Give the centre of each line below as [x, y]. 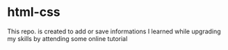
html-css [34, 12]
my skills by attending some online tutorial [67, 38]
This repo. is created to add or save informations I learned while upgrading [114, 31]
